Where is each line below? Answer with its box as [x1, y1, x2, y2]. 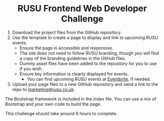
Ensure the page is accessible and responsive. [19, 45, 114, 51]
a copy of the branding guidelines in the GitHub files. [19, 55, 126, 61]
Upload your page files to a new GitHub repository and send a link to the [12, 81, 158, 87]
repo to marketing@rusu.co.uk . [12, 86, 75, 92]
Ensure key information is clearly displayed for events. [19, 71, 129, 77]
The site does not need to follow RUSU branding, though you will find [19, 50, 159, 56]
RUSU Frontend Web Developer [17, 3, 147, 14]
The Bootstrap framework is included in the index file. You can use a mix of [5, 96, 157, 101]
